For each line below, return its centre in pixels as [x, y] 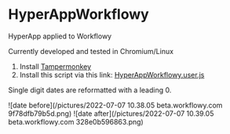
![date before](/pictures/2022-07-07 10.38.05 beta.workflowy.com [115, 105]
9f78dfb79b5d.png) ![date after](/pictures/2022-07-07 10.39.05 [111, 113]
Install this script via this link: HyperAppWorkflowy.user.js [112, 74]
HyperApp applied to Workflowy [60, 36]
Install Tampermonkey [55, 66]
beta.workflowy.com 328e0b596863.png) [76, 121]
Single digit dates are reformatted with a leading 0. [90, 90]
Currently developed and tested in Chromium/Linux [91, 51]
